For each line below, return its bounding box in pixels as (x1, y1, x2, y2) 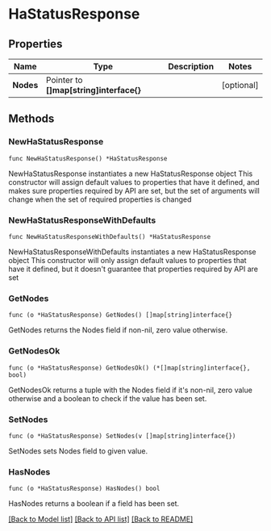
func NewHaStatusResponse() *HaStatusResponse (8, 154, 168, 162)
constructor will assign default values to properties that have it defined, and (8, 177, 260, 186)
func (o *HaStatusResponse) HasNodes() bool (8, 485, 161, 493)
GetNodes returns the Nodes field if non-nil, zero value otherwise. (8, 325, 228, 335)
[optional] (221, 80, 259, 90)
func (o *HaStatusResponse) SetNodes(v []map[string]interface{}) (8, 432, 236, 440)
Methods (8, 112, 55, 126)
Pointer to (45, 74, 83, 86)
